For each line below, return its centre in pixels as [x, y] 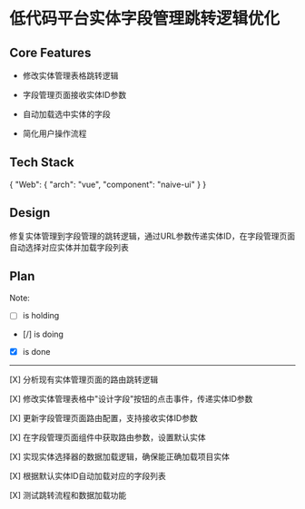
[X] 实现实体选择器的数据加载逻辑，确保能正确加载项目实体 [119, 456]
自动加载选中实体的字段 [66, 114]
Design [30, 213]
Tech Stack [42, 163]
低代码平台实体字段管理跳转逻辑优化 [145, 19]
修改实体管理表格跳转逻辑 [70, 75]
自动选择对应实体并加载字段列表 [69, 247]
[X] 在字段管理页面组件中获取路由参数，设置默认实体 [108, 437]
